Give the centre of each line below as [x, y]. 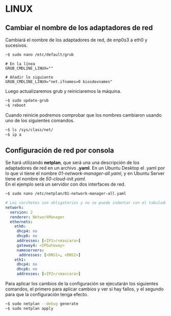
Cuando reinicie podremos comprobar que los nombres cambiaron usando [83, 115]
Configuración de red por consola [60, 150]
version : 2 [21, 212]
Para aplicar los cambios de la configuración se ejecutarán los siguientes [82, 284]
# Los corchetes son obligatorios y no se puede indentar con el [76, 203]
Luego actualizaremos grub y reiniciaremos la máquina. [63, 91]
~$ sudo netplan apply [29, 308]
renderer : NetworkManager [37, 217]
